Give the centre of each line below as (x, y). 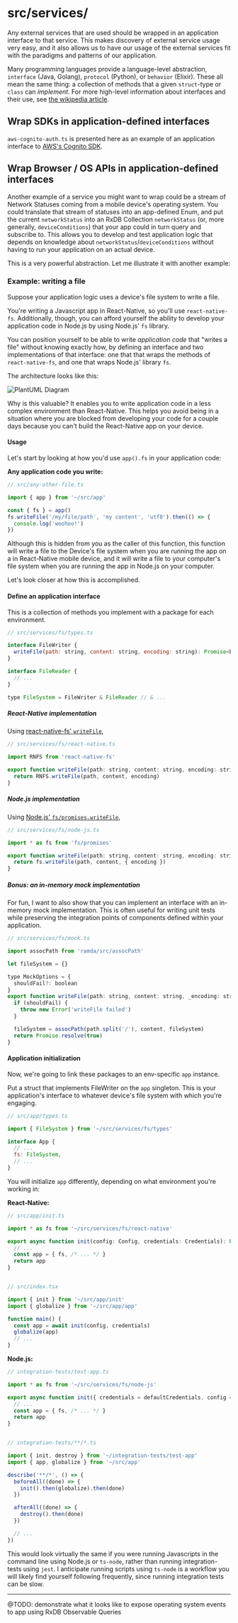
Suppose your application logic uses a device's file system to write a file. (114, 297)
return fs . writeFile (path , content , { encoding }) (90, 862)
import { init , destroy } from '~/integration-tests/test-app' (103, 1456)
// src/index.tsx (33, 1287)
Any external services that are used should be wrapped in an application (113, 33)
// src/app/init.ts (36, 1215)
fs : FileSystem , (38, 1155)
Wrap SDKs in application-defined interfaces (109, 122)
